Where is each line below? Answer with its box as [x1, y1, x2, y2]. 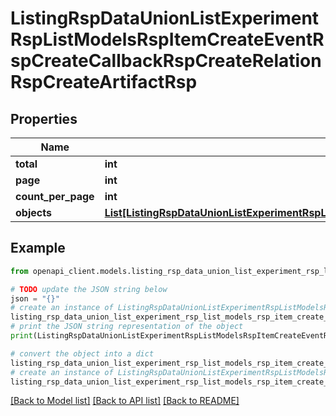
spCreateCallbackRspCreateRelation [10, 50, 322, 72]
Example [10, 240, 66, 257]
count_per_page [15, 190, 95, 203]
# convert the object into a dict [10, 348, 155, 359]
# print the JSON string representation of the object [10, 322, 244, 332]
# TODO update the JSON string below [10, 284, 168, 294]
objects [15, 206, 52, 219]
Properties [10, 110, 78, 127]
